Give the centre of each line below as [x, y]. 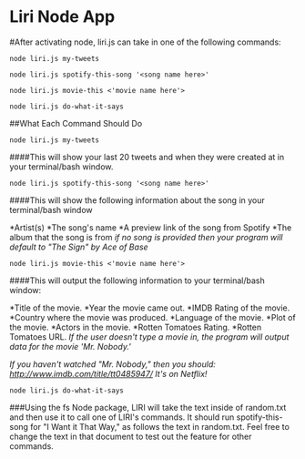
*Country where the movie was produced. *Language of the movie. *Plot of [152, 317]
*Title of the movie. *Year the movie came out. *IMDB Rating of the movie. [150, 308]
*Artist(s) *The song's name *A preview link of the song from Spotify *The [151, 227]
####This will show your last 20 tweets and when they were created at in [147, 157]
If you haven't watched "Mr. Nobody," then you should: [112, 364]
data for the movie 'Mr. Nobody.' [71, 346]
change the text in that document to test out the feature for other [131, 436]
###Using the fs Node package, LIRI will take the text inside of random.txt [148, 407]
